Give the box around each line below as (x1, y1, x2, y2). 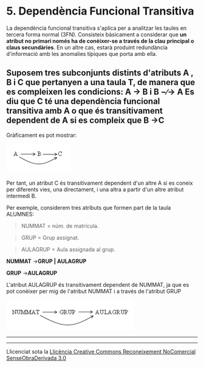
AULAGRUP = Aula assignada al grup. (21, 245, 115, 253)
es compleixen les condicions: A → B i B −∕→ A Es (6, 87, 195, 97)
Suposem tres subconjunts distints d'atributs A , (6, 68, 194, 78)
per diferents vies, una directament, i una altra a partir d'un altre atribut (6, 185, 184, 193)
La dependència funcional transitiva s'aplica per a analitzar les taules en (6, 24, 187, 32)
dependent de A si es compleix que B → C (6, 115, 165, 126)
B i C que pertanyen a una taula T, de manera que (6, 77, 195, 87)
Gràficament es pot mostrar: (6, 131, 77, 139)
